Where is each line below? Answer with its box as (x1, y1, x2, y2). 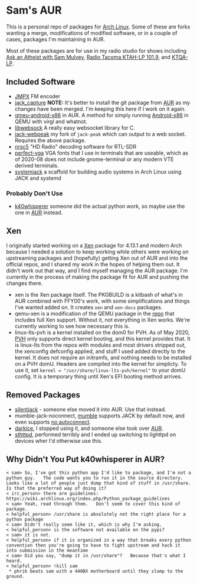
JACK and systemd (14, 174, 61, 181)
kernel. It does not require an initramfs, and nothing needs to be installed (14, 353, 192, 361)
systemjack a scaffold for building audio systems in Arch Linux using (14, 168, 182, 175)
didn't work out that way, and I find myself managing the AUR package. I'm (6, 267, 188, 274)
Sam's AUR (6, 4, 62, 17)
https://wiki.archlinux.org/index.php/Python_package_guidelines (6, 496, 170, 502)
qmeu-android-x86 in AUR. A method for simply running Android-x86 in (14, 111, 189, 118)
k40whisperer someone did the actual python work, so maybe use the (14, 202, 185, 210)
